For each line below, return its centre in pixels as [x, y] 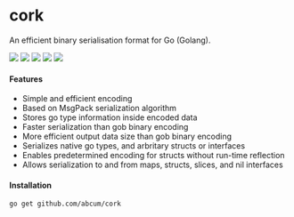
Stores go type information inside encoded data [110, 117]
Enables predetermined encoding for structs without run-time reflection [153, 156]
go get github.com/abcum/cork [65, 204]
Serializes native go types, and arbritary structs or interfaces [134, 146]
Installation [30, 185]
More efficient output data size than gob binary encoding [127, 137]
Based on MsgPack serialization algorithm [99, 108]
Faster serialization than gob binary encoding [105, 127]
